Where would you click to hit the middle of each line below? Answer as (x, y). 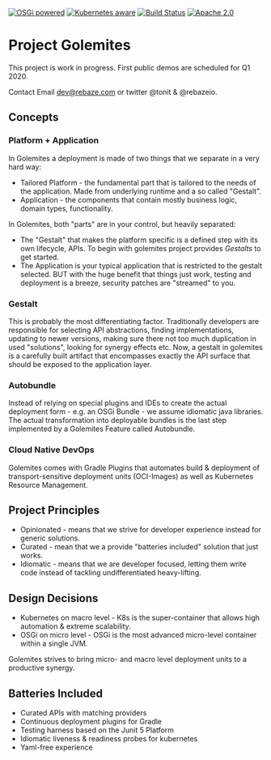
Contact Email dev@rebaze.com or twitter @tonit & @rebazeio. (113, 92)
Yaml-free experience (56, 747)
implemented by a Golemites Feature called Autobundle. (102, 429)
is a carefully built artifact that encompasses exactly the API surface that (129, 356)
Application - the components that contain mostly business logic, (128, 199)
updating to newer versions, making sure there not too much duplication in (132, 338)
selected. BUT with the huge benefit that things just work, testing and (136, 274)
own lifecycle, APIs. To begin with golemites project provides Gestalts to (140, 248)
